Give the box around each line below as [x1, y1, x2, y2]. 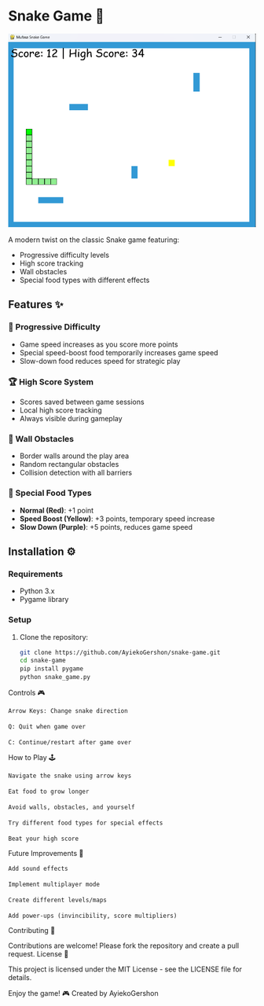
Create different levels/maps [8, 896, 108, 905]
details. [8, 973, 32, 982]
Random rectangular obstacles [19, 460, 119, 469]
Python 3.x [19, 586, 55, 596]
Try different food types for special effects [8, 819, 163, 828]
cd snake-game [19, 656, 66, 665]
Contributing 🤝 [8, 926, 56, 935]
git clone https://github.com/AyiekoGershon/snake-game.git [19, 648, 221, 656]
